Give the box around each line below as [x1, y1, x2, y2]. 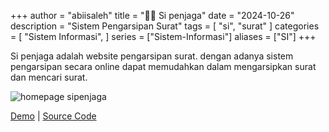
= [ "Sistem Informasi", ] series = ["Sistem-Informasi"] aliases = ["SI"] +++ [10, 31, 317, 42]
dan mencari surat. [10, 71, 88, 83]
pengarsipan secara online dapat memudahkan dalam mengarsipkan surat [10, 61, 317, 72]
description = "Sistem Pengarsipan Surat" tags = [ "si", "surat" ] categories [10, 20, 320, 32]
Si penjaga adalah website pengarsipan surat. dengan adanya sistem [10, 50, 294, 62]
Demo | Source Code [10, 110, 97, 122]
